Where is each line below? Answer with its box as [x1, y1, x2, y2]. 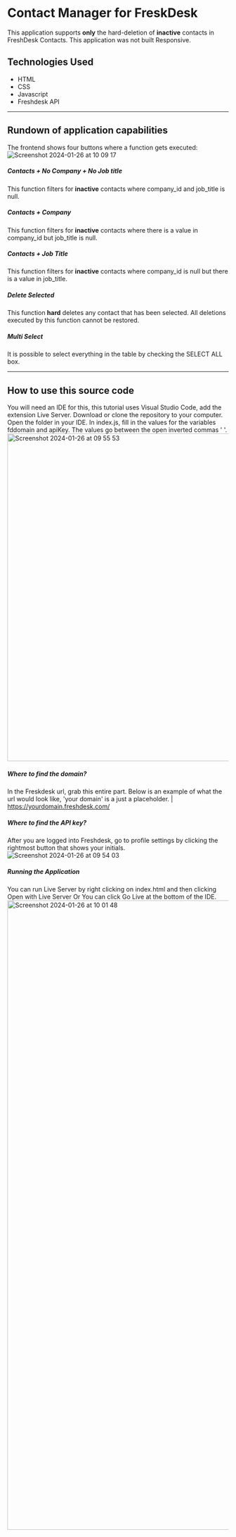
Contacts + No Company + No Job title [7, 167, 123, 175]
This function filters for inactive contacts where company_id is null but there [7, 267, 228, 276]
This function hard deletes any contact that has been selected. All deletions [7, 309, 226, 317]
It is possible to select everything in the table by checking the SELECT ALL [7, 350, 223, 359]
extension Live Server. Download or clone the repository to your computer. [7, 411, 223, 419]
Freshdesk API [17, 97, 60, 106]
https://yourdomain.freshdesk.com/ [7, 802, 110, 811]
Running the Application [7, 867, 80, 875]
